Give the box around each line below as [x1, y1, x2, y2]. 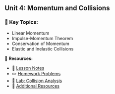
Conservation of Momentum [11, 41, 70, 47]
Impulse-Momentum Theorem [11, 35, 73, 41]
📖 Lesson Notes [11, 65, 45, 71]
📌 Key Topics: [4, 19, 38, 26]
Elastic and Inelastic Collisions [11, 46, 74, 51]
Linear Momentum [11, 30, 50, 36]
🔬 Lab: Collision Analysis [11, 78, 62, 84]
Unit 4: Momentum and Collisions [4, 4, 110, 12]
